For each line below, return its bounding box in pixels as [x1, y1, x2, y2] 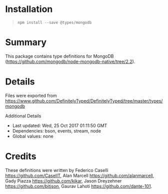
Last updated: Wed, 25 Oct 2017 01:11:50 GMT [12, 122, 107, 128]
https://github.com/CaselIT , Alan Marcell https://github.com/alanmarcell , [5, 172, 154, 178]
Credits [5, 151, 36, 162]
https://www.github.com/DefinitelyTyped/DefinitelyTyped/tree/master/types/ [5, 97, 163, 103]
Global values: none [12, 133, 53, 139]
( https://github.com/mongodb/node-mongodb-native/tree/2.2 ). [5, 58, 135, 64]
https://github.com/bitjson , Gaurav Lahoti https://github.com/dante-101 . [5, 183, 152, 189]
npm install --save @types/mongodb [17, 20, 92, 25]
